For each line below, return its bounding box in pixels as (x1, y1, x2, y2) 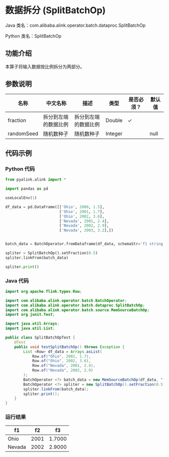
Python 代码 (5, 165, 35, 172)
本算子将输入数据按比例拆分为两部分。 (5, 64, 84, 70)
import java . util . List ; (5, 326, 55, 331)
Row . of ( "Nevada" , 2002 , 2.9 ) (32, 368, 94, 373)
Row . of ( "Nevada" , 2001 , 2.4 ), (32, 363, 96, 368)
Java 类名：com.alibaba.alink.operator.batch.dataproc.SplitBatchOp (5, 22, 146, 28)
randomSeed (8, 130, 39, 137)
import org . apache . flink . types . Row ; (5, 289, 82, 294)
